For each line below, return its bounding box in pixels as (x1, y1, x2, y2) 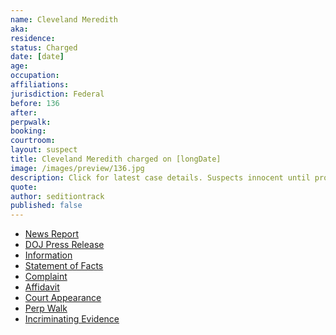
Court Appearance (24, 292, 102, 304)
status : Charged (10, 42, 78, 53)
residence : (10, 33, 56, 43)
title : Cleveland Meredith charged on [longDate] (10, 154, 222, 164)
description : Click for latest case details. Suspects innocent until (10, 172, 311, 183)
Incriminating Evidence (24, 313, 120, 325)
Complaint (24, 271, 68, 283)
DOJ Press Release (24, 239, 105, 251)
